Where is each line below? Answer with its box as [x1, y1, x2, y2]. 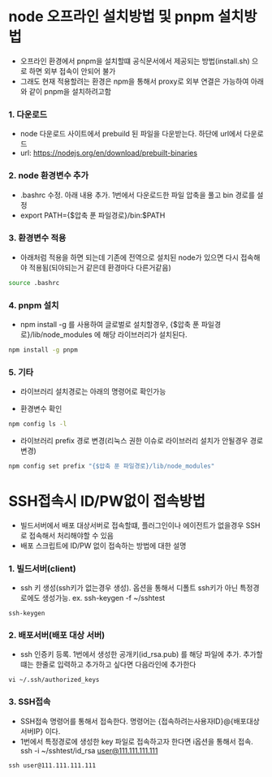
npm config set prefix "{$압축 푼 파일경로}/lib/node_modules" [8, 462, 215, 471]
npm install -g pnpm [8, 346, 79, 354]
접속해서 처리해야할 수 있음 [28, 530, 114, 540]
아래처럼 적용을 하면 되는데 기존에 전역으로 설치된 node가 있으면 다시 [19, 253, 240, 262]
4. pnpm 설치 [8, 300, 59, 311]
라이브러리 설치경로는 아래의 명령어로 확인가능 [19, 386, 166, 396]
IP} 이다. [33, 726, 61, 736]
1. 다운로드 [8, 109, 48, 120]
